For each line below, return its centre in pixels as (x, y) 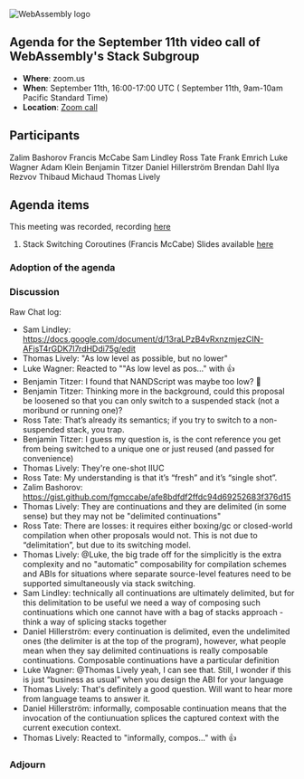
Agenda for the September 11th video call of (135, 42)
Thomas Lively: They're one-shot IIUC (93, 468)
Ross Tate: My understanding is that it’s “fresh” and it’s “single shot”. (150, 477)
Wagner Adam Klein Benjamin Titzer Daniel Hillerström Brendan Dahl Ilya (145, 166)
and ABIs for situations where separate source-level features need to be (157, 574)
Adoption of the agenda (62, 268)
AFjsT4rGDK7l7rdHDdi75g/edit (79, 348)
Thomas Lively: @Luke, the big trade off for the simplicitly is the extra (152, 554)
